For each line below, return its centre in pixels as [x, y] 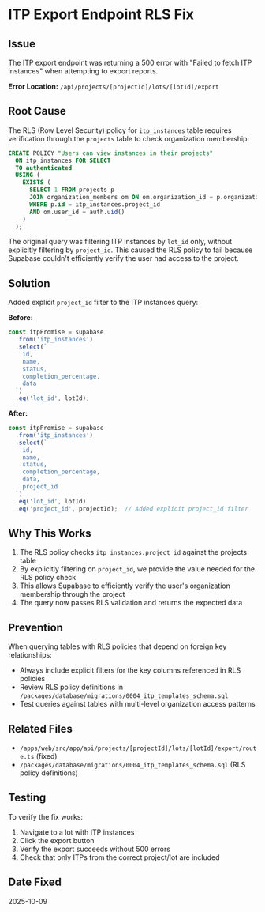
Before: [21, 318]
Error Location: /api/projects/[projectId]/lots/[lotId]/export [114, 86]
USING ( [28, 175]
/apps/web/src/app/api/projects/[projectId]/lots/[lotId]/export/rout [138, 748]
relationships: [30, 655]
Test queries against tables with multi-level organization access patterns [137, 704]
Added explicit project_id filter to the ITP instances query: [103, 303]
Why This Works [50, 533]
